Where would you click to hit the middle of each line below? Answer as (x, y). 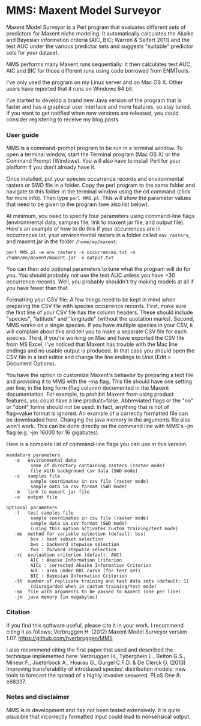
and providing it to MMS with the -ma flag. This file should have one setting (99, 381)
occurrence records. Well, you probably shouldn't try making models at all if (100, 282)
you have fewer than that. (38, 288)
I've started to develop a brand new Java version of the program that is (94, 100)
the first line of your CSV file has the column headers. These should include (100, 312)
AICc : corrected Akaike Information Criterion (91, 566)
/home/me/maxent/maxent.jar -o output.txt (60, 258)
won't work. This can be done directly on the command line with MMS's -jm (100, 426)
